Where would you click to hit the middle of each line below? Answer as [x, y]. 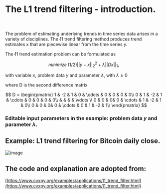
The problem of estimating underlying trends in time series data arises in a [82, 33]
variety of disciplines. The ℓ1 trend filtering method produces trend [74, 39]
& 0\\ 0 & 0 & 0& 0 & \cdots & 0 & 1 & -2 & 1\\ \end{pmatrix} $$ [84, 105]
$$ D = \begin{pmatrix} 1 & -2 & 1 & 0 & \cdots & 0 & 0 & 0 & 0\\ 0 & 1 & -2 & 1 [84, 95]
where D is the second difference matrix [46, 85]
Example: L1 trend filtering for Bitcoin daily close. [83, 141]
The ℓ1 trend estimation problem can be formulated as [61, 54]
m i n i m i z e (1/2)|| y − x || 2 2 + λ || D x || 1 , [84, 64]
